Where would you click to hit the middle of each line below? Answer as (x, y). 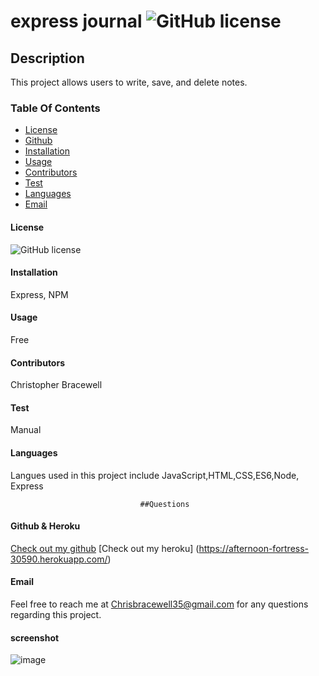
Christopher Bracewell (56, 385)
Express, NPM (39, 294)
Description (47, 58)
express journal (76, 21)
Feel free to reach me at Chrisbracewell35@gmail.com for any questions (159, 604)
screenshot (35, 637)
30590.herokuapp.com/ (59, 559)
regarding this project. (56, 614)
